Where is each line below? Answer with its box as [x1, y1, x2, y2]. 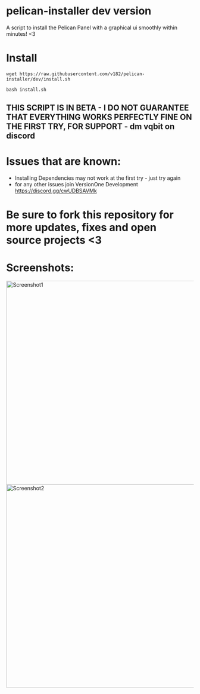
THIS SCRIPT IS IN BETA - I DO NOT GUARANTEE [6, 103, 189, 113]
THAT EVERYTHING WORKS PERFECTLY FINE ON [6, 112, 192, 122]
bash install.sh [6, 87, 46, 93]
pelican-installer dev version [6, 4, 152, 18]
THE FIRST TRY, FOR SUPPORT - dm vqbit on [6, 121, 175, 132]
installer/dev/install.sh [6, 76, 70, 82]
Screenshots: [6, 261, 74, 274]
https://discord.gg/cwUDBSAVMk [14, 187, 97, 195]
